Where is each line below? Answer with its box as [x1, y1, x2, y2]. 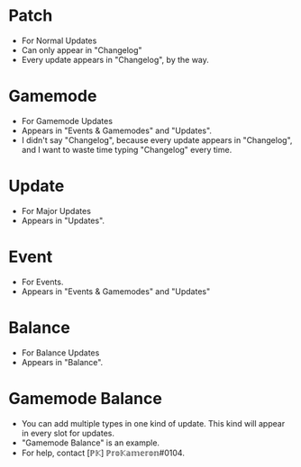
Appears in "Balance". [21, 356, 104, 367]
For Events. [21, 276, 64, 287]
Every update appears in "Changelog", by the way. [21, 54, 209, 65]
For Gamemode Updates [21, 115, 114, 126]
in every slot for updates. [21, 427, 114, 438]
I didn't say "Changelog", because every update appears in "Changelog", [21, 134, 293, 145]
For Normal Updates [21, 35, 97, 46]
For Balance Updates [21, 347, 100, 358]
